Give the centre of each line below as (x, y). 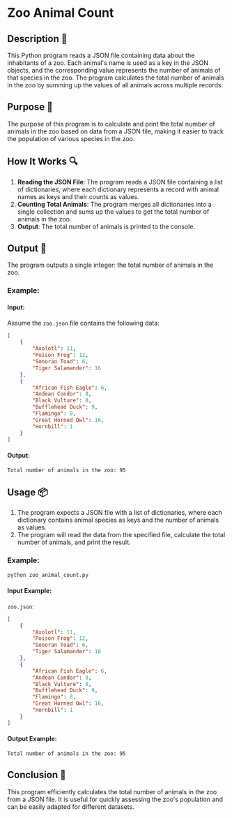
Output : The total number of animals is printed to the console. (106, 226)
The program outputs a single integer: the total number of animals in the (110, 265)
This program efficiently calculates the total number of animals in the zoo (112, 791)
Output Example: (32, 739)
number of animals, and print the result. (74, 542)
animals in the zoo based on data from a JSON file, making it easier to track (116, 131)
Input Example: (30, 591)
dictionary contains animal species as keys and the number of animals (118, 520)
